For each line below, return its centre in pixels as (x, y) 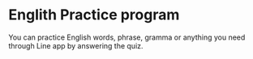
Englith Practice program (94, 15)
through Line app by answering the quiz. (76, 45)
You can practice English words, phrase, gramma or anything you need (127, 37)
